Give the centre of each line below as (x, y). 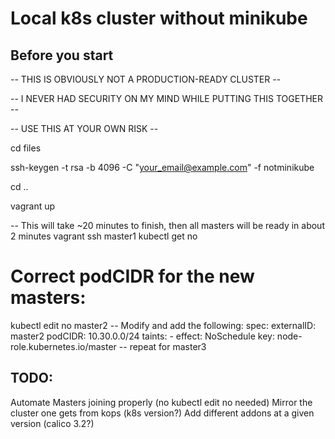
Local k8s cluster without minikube (159, 18)
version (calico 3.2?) (52, 423)
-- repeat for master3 (162, 346)
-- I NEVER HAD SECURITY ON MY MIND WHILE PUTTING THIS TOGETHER (166, 98)
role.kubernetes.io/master (63, 346)
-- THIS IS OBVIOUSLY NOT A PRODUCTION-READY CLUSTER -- (146, 79)
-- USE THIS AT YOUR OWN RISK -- (84, 128)
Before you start (62, 55)
